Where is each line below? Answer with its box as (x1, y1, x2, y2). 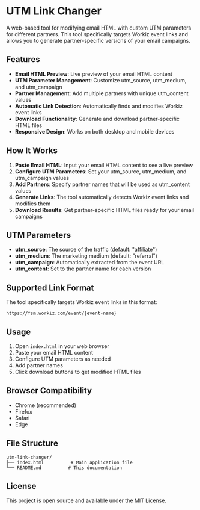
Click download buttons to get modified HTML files (14, 369, 141, 375)
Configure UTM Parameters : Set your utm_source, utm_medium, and (14, 167, 187, 175)
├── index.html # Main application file (6, 459, 133, 465)
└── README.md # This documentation (6, 465, 122, 471)
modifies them (14, 200, 51, 207)
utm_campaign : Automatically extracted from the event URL (14, 259, 165, 266)
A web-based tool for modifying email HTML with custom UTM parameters (6, 24, 192, 31)
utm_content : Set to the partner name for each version (14, 265, 151, 272)
